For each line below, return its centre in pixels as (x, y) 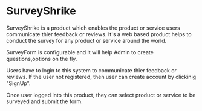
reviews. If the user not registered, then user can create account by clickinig (101, 77)
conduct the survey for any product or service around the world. (86, 40)
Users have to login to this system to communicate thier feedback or (92, 70)
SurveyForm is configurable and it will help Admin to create (80, 52)
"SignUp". (18, 83)
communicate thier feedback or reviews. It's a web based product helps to (99, 34)
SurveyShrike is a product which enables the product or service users (93, 28)
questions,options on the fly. (42, 59)
